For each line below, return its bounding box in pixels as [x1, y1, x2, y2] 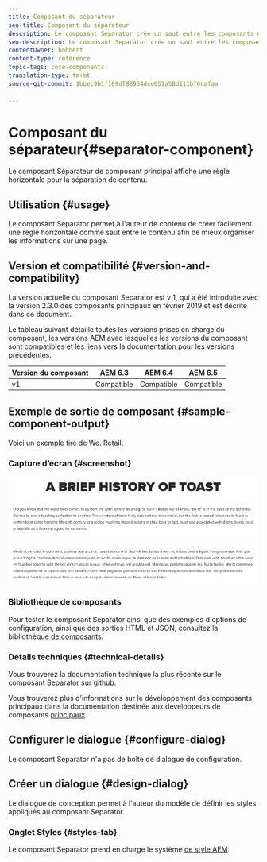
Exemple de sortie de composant [8, 404, 175, 418]
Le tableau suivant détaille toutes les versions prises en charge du [8, 325, 225, 334]
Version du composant [11, 368, 89, 377]
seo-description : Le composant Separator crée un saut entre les [8, 38, 229, 46]
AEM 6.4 [144, 368, 173, 377]
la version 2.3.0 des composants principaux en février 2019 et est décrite [8, 301, 248, 311]
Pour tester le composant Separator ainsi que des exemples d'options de [8, 614, 247, 624]
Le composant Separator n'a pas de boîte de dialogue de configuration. [8, 754, 242, 763]
